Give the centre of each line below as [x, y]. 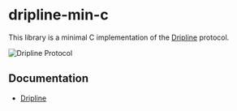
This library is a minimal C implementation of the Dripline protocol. [119, 37]
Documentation [49, 79]
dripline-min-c [58, 15]
